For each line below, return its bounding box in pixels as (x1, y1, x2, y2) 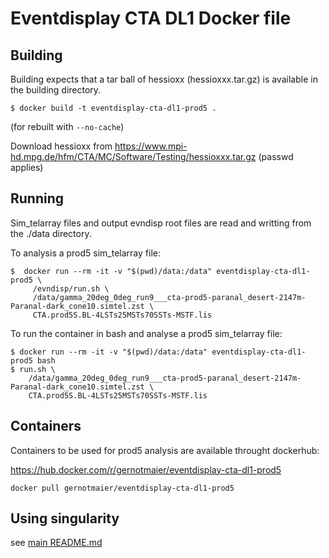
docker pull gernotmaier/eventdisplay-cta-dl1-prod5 (10, 483, 235, 493)
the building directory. (10, 84, 102, 96)
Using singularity (10, 510, 120, 527)
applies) (10, 162, 44, 173)
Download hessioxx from (10, 140, 113, 152)
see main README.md (10, 537, 103, 549)
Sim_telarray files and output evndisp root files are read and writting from (10, 217, 312, 229)
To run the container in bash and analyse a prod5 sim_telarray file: (10, 327, 283, 339)
